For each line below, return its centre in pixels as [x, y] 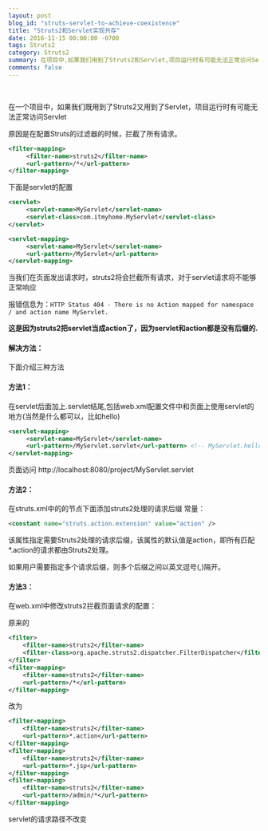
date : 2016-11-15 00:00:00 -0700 [64, 38]
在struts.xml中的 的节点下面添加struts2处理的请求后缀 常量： [107, 509]
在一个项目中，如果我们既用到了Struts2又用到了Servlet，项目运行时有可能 [130, 106]
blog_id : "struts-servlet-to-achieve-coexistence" [94, 23]
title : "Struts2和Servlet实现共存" [65, 30]
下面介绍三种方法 [36, 367]
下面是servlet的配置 [41, 187]
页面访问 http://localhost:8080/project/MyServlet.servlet [101, 470]
